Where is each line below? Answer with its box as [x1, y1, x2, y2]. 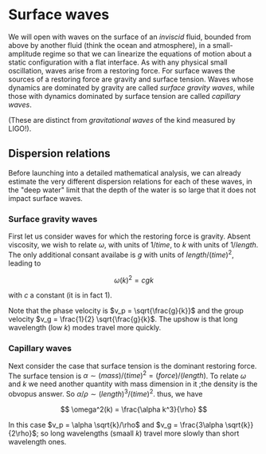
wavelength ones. [8, 436, 67, 446]
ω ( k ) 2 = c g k [114, 274, 154, 285]
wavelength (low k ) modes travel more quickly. [8, 323, 162, 333]
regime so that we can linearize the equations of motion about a [42, 49, 252, 58]
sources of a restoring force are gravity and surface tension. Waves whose [8, 74, 254, 84]
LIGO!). [8, 124, 32, 133]
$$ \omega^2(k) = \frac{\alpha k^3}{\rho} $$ [60, 405, 208, 414]
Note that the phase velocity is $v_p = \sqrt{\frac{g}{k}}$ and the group [8, 306, 244, 316]
